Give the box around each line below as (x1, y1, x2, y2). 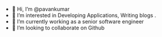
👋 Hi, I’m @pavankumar (11, 6, 70, 12)
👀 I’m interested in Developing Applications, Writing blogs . (11, 12, 157, 19)
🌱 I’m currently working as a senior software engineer (11, 18, 145, 25)
